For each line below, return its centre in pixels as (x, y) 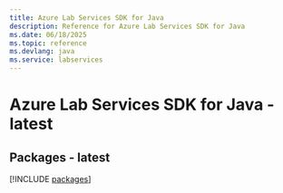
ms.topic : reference (49, 43)
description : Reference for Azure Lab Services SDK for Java (127, 26)
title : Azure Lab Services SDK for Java (87, 18)
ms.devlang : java (42, 52)
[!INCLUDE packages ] (50, 179)
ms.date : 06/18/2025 (49, 34)
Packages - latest (60, 157)
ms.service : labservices (56, 60)
